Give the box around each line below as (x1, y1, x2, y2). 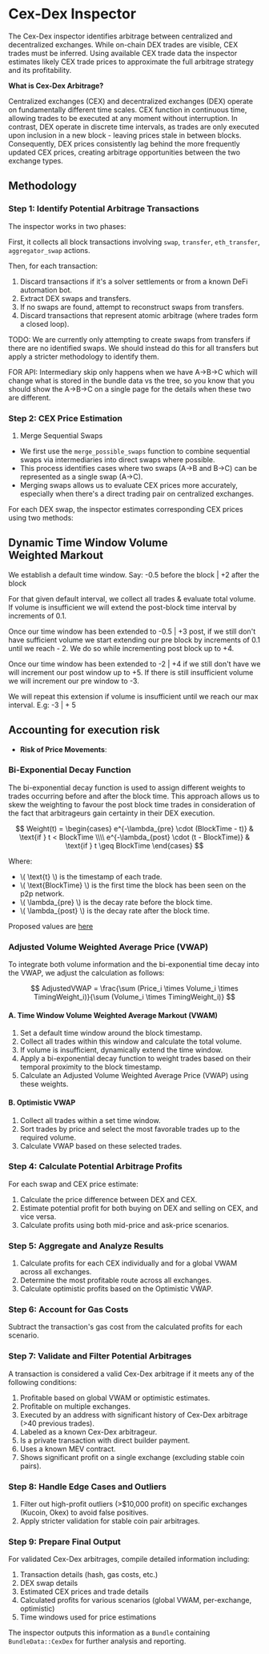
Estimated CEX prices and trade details (19, 1587, 150, 1596)
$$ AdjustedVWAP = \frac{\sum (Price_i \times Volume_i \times (30, 984, 239, 993)
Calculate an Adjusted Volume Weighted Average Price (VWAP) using (19, 1071, 249, 1081)
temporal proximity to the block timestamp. (19, 1062, 163, 1072)
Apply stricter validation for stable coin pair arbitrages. (19, 1516, 200, 1526)
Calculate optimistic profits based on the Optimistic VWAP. (19, 1284, 214, 1294)
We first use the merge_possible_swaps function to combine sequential (19, 446, 251, 456)
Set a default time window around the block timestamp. (19, 1028, 203, 1038)
